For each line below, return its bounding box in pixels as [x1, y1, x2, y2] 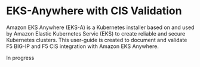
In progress [6, 54, 35, 61]
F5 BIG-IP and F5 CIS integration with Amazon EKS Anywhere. [6, 43, 159, 50]
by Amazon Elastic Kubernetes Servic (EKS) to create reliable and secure [6, 30, 186, 37]
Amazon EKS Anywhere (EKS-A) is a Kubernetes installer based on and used [6, 24, 195, 31]
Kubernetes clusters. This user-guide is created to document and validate [6, 36, 187, 43]
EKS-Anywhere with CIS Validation [6, 4, 182, 18]
